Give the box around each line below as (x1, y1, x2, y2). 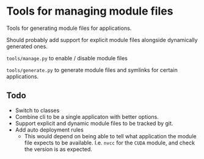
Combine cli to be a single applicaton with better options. (15, 113, 159, 120)
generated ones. (6, 43, 48, 50)
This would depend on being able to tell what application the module (24, 132, 197, 140)
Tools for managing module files (6, 4, 173, 18)
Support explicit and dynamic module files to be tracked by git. (15, 119, 173, 127)
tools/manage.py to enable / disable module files (6, 54, 128, 62)
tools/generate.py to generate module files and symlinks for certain (6, 66, 178, 74)
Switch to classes (15, 107, 60, 114)
